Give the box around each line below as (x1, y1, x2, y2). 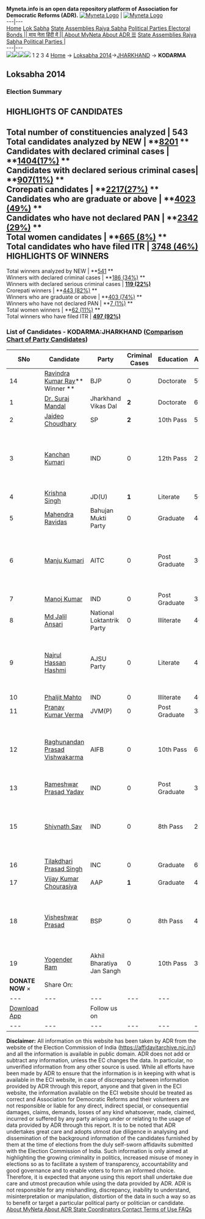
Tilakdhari (44, 857, 73, 865)
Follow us (90, 1004, 118, 1012)
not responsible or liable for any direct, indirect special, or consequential (6, 1102, 189, 1109)
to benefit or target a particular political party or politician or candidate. (6, 1199, 185, 1206)
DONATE (9, 976, 35, 985)
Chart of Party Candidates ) (6, 335, 88, 344)
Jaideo (44, 412, 64, 420)
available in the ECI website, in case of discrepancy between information (6, 1076, 189, 1083)
